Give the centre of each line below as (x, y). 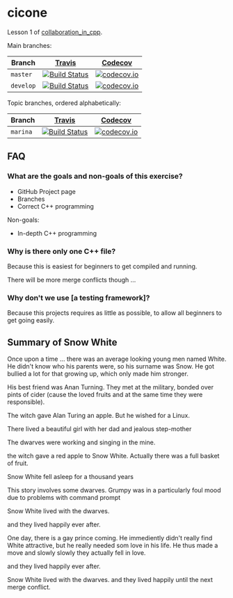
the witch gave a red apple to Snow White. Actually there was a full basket (113, 456)
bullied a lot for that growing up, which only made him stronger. (98, 374)
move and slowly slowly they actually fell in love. (77, 553)
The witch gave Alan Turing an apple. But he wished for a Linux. (98, 416)
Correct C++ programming (55, 206)
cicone (27, 13)
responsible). (26, 402)
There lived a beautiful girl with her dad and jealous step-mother (99, 429)
